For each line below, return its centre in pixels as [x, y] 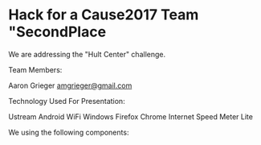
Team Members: [35, 69]
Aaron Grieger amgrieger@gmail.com [70, 85]
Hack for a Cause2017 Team [104, 15]
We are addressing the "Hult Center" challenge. [87, 54]
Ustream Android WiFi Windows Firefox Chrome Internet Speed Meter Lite [130, 116]
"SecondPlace [57, 32]
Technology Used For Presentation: [67, 101]
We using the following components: [69, 132]
